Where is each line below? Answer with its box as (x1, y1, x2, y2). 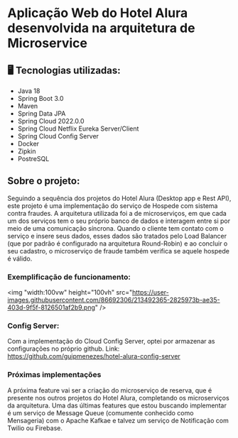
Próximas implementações (7, 370, 102, 380)
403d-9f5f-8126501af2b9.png (7, 303, 96, 312)
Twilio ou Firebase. (7, 424, 63, 432)
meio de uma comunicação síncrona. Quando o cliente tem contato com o (7, 224, 224, 232)
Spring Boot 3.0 (17, 94, 64, 102)
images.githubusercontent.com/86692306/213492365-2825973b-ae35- (7, 296, 220, 305)
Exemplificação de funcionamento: (7, 272, 131, 282)
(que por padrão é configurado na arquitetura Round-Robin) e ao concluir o (7, 239, 228, 248)
